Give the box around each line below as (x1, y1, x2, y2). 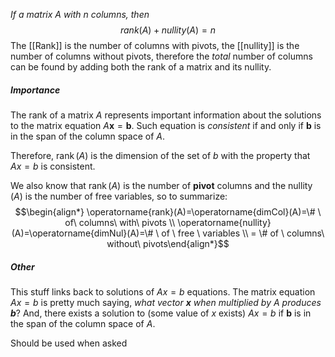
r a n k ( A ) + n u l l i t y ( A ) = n (119, 24, 217, 36)
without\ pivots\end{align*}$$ (106, 237, 230, 249)
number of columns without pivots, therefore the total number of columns (10, 50, 313, 62)
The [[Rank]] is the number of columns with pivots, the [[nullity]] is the (10, 40, 300, 51)
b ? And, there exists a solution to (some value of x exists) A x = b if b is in (10, 307, 312, 319)
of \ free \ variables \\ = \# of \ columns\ (161, 227, 325, 239)
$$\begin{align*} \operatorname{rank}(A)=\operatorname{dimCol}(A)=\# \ (14, 205, 322, 218)
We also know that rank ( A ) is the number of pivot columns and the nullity (10, 179, 313, 191)
